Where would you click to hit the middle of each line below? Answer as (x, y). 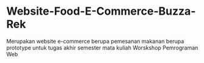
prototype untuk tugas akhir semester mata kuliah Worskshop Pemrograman (102, 48)
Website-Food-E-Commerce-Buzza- (101, 11)
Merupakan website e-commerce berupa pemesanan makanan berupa (95, 41)
